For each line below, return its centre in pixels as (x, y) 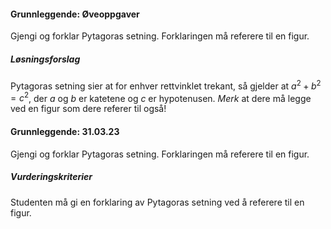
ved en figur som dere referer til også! (88, 109)
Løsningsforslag (45, 59)
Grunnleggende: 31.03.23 (65, 132)
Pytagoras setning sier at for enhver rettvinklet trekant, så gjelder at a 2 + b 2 (166, 85)
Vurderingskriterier (51, 177)
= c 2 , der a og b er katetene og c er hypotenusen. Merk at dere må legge (161, 97)
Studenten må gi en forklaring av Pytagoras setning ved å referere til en (157, 202)
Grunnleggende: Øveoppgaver (75, 14)
